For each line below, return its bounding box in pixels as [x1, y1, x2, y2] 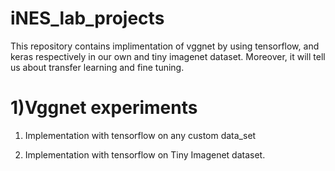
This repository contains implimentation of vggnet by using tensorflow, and [10, 40, 320, 52]
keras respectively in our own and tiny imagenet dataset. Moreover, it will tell [10, 50, 326, 62]
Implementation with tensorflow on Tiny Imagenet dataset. [24, 148, 266, 161]
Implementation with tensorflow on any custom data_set [24, 129, 257, 141]
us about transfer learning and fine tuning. [10, 61, 185, 73]
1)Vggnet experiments [10, 97, 198, 119]
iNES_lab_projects [10, 7, 165, 30]
